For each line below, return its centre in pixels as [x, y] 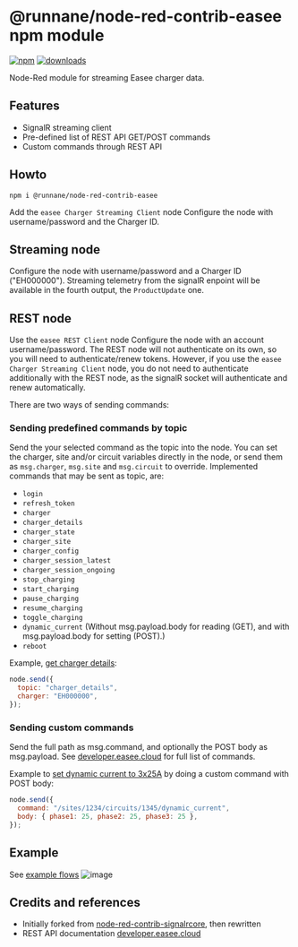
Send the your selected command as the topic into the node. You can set [144, 448]
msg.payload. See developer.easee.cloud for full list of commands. [132, 757]
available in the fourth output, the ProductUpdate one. [106, 290]
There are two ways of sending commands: [89, 405]
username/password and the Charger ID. [84, 221]
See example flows [44, 874]
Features [34, 106]
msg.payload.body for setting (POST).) [94, 636]
